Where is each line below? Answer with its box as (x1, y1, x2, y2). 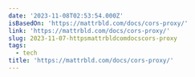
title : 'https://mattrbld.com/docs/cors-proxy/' (8, 57, 174, 65)
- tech (15, 49, 38, 57)
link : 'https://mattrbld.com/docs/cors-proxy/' (8, 26, 171, 34)
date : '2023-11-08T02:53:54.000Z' (8, 11, 124, 20)
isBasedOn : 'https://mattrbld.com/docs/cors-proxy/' (8, 19, 189, 27)
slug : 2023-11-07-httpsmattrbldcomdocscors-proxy (8, 34, 178, 43)
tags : (8, 42, 26, 50)
